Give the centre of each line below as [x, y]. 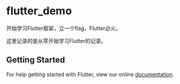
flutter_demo [39, 11]
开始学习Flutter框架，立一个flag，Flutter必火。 [64, 28]
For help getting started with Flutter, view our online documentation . [90, 74]
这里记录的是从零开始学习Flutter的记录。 [56, 41]
